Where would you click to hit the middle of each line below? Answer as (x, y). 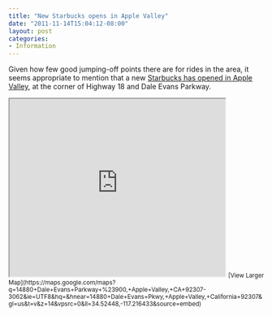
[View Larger (246, 276)
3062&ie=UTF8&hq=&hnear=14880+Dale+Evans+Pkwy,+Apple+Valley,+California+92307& (135, 297)
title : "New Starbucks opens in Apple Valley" (89, 16)
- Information (32, 46)
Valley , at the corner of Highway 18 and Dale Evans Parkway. (110, 87)
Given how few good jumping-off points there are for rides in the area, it (129, 69)
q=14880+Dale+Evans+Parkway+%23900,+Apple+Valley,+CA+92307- (108, 290)
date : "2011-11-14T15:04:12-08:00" (69, 24)
